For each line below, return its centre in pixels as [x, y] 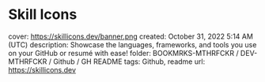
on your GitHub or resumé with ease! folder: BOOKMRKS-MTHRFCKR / [123, 53]
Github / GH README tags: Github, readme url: [129, 61]
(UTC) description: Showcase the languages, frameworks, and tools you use [132, 44]
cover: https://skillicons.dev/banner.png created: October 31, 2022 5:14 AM [131, 36]
